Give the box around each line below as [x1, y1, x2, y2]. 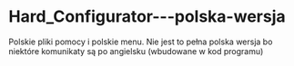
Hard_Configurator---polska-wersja [8, 6, 286, 27]
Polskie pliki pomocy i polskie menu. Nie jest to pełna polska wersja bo [8, 36, 273, 47]
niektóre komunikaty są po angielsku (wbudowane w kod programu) [8, 45, 264, 56]
